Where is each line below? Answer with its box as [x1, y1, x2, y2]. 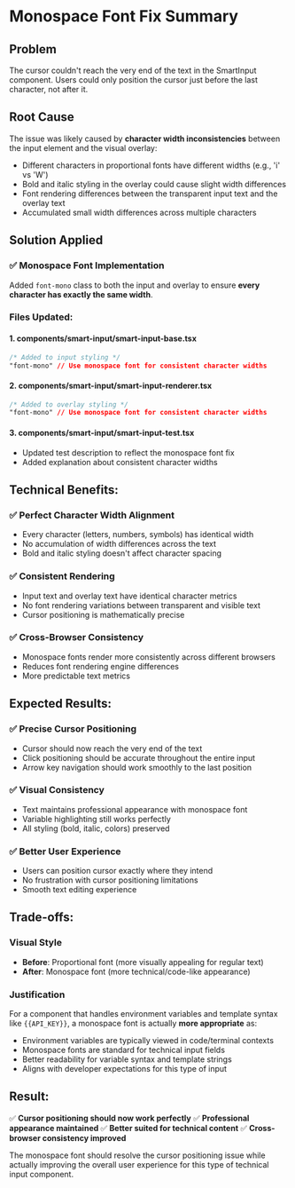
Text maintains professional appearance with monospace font [21, 804, 248, 814]
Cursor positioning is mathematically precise [21, 609, 185, 620]
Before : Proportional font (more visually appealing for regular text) [21, 956, 264, 967]
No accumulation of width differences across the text [21, 539, 217, 550]
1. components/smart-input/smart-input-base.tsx [9, 333, 198, 344]
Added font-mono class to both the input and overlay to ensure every [9, 280, 260, 290]
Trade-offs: [9, 910, 74, 925]
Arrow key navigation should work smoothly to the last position [21, 762, 252, 772]
